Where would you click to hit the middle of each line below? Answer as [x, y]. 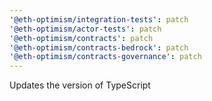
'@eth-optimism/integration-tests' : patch [99, 19]
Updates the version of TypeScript [80, 85]
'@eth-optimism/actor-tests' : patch [85, 29]
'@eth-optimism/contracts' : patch [81, 38]
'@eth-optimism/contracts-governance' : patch [105, 57]
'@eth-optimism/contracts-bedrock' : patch [99, 47]
